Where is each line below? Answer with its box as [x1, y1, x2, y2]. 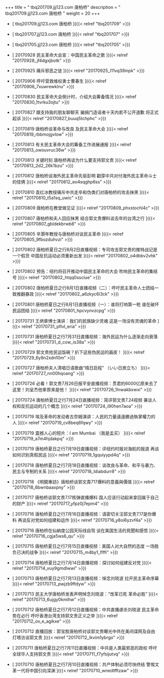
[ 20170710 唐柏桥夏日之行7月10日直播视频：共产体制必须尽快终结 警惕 [12, 661, 155, 667]
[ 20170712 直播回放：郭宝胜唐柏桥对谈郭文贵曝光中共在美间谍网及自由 [12, 628, 156, 634]
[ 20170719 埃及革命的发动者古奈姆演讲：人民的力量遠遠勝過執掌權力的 [12, 414, 156, 419]
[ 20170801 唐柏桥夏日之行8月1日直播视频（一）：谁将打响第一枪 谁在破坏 [12, 301, 159, 307]
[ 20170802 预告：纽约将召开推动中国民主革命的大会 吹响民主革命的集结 [12, 269, 158, 274]
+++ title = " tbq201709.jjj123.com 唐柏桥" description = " [5, 4, 121, 10]
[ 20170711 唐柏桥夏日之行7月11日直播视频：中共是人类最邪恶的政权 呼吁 [12, 645, 158, 651]
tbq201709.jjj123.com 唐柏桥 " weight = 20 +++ [5, 10, 100, 16]
